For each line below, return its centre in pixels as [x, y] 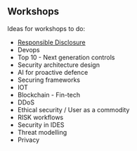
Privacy [28, 140]
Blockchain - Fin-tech [49, 95]
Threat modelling [42, 132]
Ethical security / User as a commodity [73, 109]
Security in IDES [41, 125]
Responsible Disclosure [51, 42]
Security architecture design [59, 65]
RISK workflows [40, 117]
